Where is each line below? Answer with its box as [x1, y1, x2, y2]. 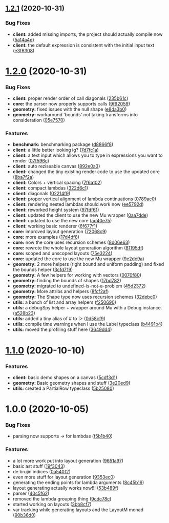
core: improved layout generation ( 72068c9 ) [12, 228, 107, 235]
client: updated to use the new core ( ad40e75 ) [12, 218, 112, 224]
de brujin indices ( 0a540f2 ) [12, 468, 71, 474]
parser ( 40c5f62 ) [12, 490, 50, 496]
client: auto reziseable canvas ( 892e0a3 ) [12, 163, 100, 170]
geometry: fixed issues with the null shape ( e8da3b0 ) [12, 106, 127, 112]
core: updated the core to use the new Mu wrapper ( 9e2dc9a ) [12, 256, 144, 262]
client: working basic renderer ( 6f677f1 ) [12, 223, 98, 229]
